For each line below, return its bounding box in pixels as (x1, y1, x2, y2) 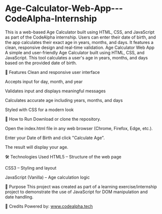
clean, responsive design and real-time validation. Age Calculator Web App (5, 44, 155, 50)
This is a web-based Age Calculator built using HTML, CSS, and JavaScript (5, 29, 155, 35)
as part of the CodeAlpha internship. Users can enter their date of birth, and (5, 34, 156, 40)
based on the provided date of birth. (5, 60, 77, 66)
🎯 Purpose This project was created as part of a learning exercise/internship (5, 184, 157, 189)
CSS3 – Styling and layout (5, 165, 57, 171)
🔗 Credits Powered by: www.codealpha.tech (5, 203, 93, 209)
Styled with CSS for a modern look (5, 107, 74, 113)
